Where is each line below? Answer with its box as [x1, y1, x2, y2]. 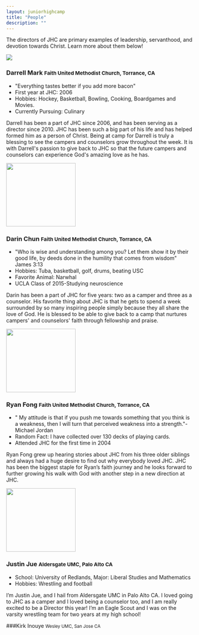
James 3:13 [14, 260, 43, 268]
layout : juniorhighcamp [6, 8, 66, 15]
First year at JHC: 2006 [14, 88, 73, 96]
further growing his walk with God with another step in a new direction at [6, 470, 185, 477]
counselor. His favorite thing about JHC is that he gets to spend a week [6, 297, 181, 305]
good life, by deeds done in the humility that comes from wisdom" [14, 254, 178, 262]
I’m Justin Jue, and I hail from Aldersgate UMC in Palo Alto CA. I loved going [6, 591, 193, 599]
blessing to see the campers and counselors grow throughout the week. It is [6, 138, 193, 145]
